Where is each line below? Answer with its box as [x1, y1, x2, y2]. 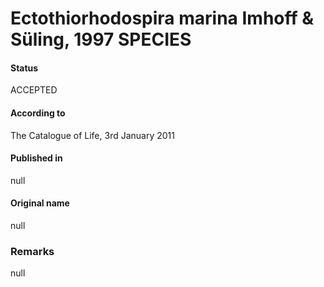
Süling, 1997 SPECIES [10, 28, 192, 51]
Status [10, 62, 39, 74]
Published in [10, 152, 63, 164]
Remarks [10, 244, 55, 258]
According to [10, 107, 66, 119]
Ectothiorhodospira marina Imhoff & [10, 7, 315, 30]
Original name [10, 197, 70, 209]
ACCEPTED [10, 84, 58, 96]
